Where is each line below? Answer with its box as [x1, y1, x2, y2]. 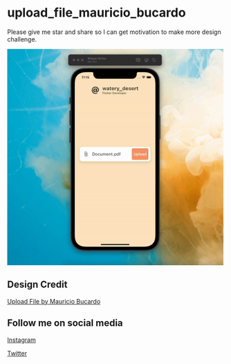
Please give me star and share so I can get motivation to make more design [7, 28, 221, 36]
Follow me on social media [7, 317, 123, 329]
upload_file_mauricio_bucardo [7, 5, 186, 21]
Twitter [7, 349, 28, 357]
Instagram [7, 336, 36, 344]
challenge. [7, 35, 37, 43]
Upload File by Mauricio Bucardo [7, 297, 101, 305]
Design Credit [7, 279, 68, 291]
